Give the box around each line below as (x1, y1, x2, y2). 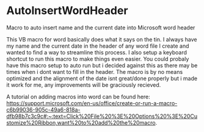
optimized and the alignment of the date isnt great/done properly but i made (6, 75, 197, 82)
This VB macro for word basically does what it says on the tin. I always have (6, 35, 197, 43)
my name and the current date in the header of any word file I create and (6, 42, 189, 50)
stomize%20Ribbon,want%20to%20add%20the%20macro (6, 119, 156, 126)
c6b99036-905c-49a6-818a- (6, 106, 81, 113)
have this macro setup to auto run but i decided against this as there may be (6, 62, 198, 69)
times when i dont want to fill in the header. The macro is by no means (6, 68, 183, 75)
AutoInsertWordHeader (6, 4, 128, 18)
